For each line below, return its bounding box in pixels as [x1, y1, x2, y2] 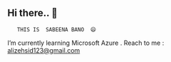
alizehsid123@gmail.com [7, 46, 81, 54]
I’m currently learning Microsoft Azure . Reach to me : [7, 38, 165, 47]
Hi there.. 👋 [7, 7, 58, 19]
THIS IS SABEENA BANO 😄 [16, 26, 96, 33]
